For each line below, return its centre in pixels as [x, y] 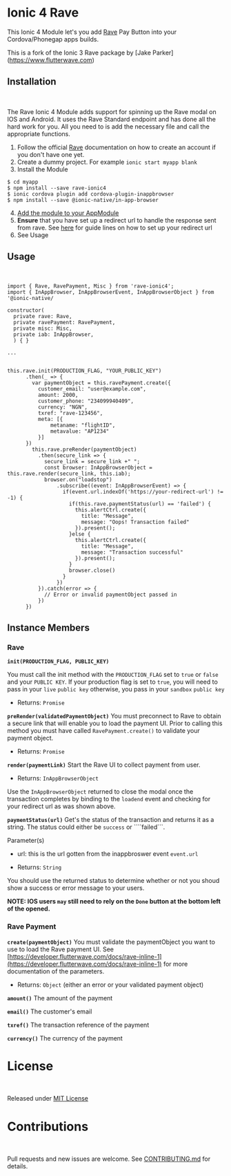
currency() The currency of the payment [65, 1038]
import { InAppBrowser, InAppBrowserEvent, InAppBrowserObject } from [111, 292]
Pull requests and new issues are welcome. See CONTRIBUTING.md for [109, 1159]
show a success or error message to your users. [76, 888]
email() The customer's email [50, 1011]
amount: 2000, [58, 395]
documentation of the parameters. [56, 971]
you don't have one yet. [51, 154]
